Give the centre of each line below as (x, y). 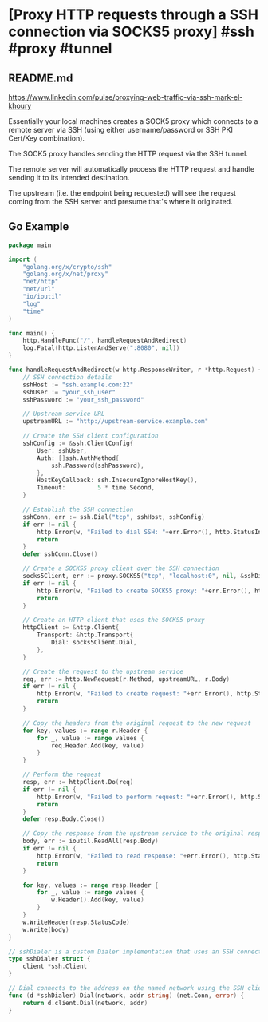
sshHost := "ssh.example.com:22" (78, 385)
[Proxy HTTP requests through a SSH (134, 15)
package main (30, 245)
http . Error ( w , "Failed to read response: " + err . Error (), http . (144, 856)
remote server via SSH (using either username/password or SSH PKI (120, 130)
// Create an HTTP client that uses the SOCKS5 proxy (114, 620)
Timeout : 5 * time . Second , (96, 488)
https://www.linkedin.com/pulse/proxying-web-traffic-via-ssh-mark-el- (126, 97)
